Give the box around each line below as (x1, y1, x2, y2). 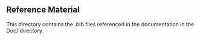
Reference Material (6, 5, 80, 15)
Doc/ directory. (6, 27, 44, 34)
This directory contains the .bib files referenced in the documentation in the (6, 20, 195, 27)
